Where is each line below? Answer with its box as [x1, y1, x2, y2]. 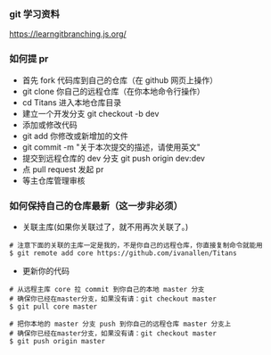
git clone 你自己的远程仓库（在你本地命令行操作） [21, 86, 205, 96]
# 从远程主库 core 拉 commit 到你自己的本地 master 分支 [9, 285, 205, 293]
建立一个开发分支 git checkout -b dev [21, 108, 160, 119]
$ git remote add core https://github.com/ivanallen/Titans [9, 248, 238, 258]
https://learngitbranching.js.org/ [9, 29, 127, 39]
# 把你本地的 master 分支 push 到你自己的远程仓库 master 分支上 [9, 319, 232, 328]
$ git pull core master [9, 301, 98, 311]
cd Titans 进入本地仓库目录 [21, 96, 122, 108]
